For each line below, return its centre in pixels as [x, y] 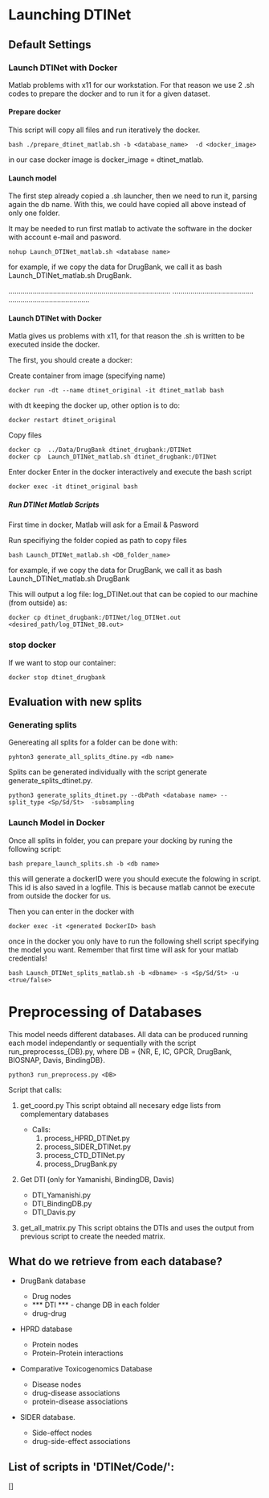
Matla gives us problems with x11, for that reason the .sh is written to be [126, 336]
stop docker [32, 645]
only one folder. [34, 213]
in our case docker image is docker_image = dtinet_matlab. [106, 160]
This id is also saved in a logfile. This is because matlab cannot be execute [132, 887]
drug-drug [49, 1313]
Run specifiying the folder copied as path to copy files [98, 541]
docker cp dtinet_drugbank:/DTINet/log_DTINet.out [95, 618]
